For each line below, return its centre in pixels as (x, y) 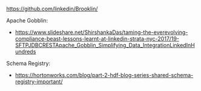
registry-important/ (39, 82)
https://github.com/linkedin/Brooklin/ (52, 9)
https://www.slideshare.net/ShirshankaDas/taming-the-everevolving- (101, 32)
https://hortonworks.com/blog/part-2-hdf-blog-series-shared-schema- (104, 75)
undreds (25, 52)
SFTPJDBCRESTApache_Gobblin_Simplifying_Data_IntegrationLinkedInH (105, 45)
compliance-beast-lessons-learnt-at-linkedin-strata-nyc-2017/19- (97, 39)
